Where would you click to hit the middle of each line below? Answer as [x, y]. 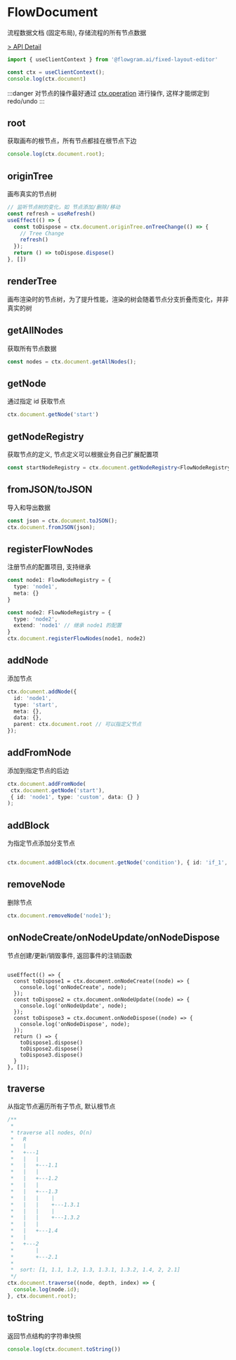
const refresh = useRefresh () [52, 214]
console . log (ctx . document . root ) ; [56, 154]
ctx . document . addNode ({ [42, 692]
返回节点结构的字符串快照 [44, 1335]
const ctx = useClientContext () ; [56, 72]
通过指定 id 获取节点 [36, 401]
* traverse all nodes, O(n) [51, 1133]
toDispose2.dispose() [51, 1049]
